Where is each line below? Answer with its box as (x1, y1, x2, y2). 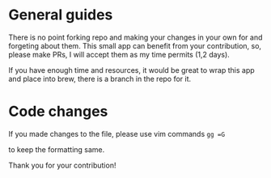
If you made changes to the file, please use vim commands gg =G (8, 129, 225, 138)
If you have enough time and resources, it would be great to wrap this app (8, 65, 255, 74)
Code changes (8, 103, 108, 121)
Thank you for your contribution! (8, 160, 116, 170)
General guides (8, 6, 113, 24)
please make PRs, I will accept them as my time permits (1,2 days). (8, 49, 231, 59)
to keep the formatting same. (8, 144, 105, 155)
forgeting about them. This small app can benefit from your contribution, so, (8, 40, 261, 50)
